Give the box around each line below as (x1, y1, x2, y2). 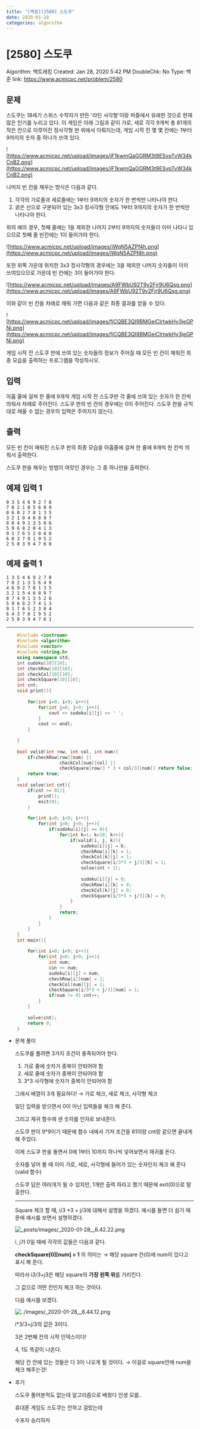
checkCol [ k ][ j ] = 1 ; (80, 854, 132, 860)
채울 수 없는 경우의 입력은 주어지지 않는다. (17, 408, 114, 415)
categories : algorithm (6, 20, 62, 26)
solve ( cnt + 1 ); (80, 865, 121, 871)
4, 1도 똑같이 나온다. (14, 1346, 62, 1353)
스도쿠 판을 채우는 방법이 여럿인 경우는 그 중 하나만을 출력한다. (6, 464, 151, 471)
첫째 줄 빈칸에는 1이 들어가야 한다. (21, 231, 101, 238)
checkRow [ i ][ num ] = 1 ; (48, 976, 105, 982)
